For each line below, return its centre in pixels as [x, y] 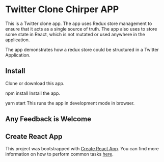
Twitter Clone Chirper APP [62, 9]
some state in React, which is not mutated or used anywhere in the [75, 34]
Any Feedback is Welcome [48, 119]
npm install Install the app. [33, 93]
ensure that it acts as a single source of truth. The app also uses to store [81, 29]
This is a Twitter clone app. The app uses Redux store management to [79, 23]
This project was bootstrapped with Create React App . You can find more [82, 148]
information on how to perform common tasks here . [59, 154]
